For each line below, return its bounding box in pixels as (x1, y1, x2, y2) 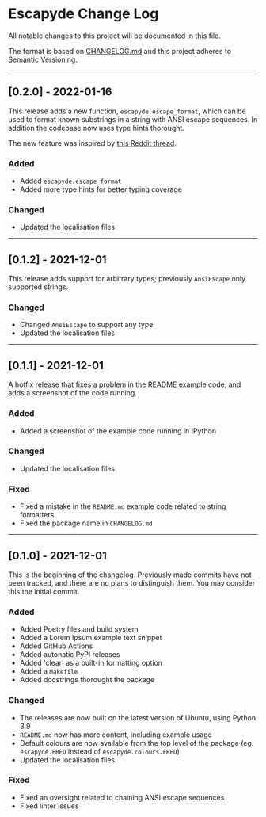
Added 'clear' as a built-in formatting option (19, 659, 163, 668)
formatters (19, 510, 55, 520)
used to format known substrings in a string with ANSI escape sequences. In (8, 114, 258, 124)
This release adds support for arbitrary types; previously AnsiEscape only (8, 274, 246, 284)
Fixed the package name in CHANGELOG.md (19, 518, 153, 528)
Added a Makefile (19, 666, 78, 676)
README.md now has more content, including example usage (19, 730, 212, 739)
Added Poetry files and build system (19, 624, 139, 634)
